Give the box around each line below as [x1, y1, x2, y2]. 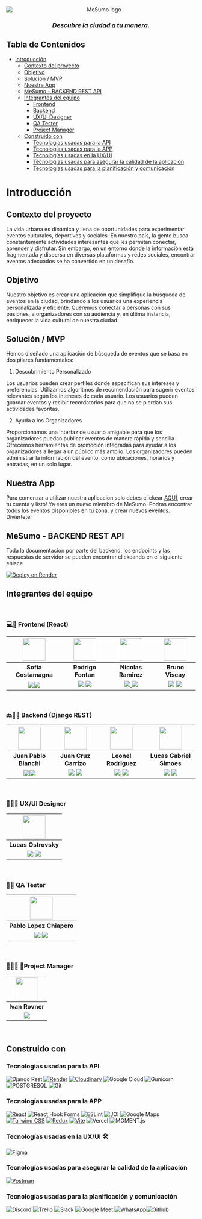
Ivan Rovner [9, 1003, 45, 1011]
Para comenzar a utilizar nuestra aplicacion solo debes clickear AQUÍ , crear [6, 494, 194, 501]
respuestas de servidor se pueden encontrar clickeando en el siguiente [6, 553, 183, 560]
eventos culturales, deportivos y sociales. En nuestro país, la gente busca [6, 231, 189, 239]
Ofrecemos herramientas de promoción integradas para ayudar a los [6, 442, 176, 449]
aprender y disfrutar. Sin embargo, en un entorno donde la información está [6, 245, 194, 252]
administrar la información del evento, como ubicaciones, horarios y [6, 454, 175, 462]
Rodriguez [106, 759, 137, 768]
